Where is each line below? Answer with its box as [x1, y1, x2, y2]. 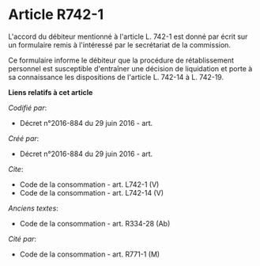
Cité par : [8, 234, 37, 243]
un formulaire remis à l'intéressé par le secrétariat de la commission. [8, 40, 232, 49]
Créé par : [8, 133, 40, 143]
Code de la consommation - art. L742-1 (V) [19, 180, 160, 189]
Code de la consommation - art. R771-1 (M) [19, 249, 160, 259]
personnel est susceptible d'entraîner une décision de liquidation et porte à [8, 63, 253, 73]
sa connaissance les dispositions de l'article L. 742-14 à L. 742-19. [8, 72, 224, 82]
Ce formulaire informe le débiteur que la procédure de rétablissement [8, 55, 235, 65]
